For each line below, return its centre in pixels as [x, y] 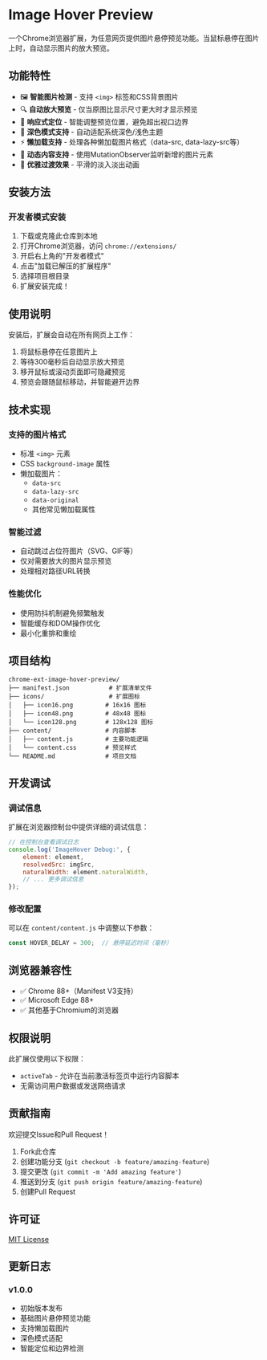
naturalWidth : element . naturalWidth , [86, 872]
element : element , [53, 857]
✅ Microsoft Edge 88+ [57, 1000]
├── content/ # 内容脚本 [73, 731]
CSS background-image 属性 [65, 463]
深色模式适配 [41, 1338]
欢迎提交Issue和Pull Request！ [59, 1134]
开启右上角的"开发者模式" [62, 256]
